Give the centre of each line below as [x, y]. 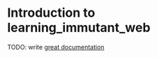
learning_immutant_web [79, 28]
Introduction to [51, 13]
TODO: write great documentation [56, 47]
